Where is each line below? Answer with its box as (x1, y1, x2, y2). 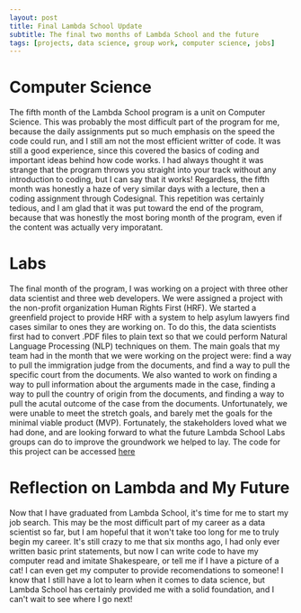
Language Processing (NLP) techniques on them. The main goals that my (9, 341, 280, 352)
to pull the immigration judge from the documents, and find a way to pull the (9, 360, 290, 371)
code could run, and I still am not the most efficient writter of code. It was (9, 136, 281, 147)
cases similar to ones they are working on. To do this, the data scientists (9, 322, 277, 333)
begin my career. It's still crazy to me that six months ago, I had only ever (9, 536, 280, 547)
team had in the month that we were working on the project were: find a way (9, 351, 292, 361)
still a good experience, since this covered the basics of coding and (9, 145, 260, 156)
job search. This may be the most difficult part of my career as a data (9, 517, 266, 528)
